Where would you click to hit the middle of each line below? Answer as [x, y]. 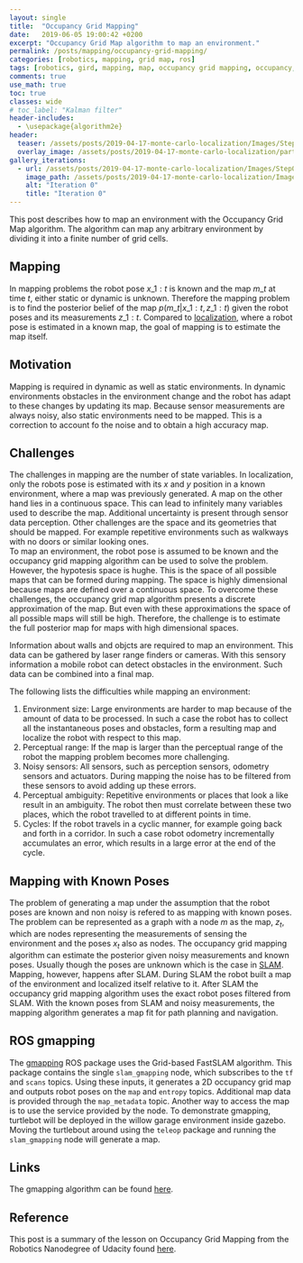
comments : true [38, 77]
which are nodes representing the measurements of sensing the [129, 934]
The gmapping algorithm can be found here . [92, 1189]
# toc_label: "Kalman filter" [66, 110]
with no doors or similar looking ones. [79, 542]
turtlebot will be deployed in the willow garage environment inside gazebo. [147, 1120]
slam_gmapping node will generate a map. [85, 1139]
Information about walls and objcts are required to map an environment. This [151, 645]
